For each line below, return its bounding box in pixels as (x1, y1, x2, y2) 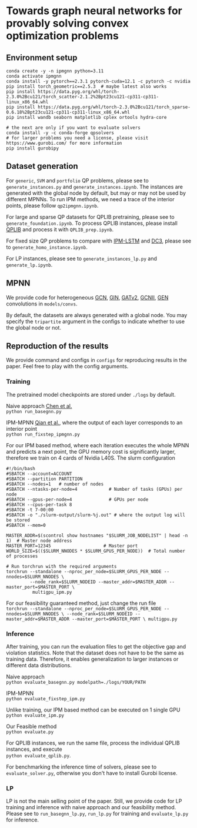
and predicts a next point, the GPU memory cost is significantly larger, (6, 448, 176, 455)
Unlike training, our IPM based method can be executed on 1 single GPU (6, 706, 181, 713)
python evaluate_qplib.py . (6, 752, 71, 759)
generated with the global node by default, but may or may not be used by (6, 189, 186, 197)
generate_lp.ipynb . (6, 261, 53, 268)
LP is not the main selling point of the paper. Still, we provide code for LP (6, 797, 182, 804)
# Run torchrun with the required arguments (6, 563, 117, 569)
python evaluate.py (6, 729, 54, 735)
